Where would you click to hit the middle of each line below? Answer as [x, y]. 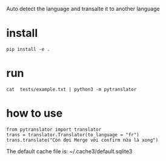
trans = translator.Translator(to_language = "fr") [73, 135]
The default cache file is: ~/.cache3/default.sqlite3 [69, 151]
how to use [35, 113]
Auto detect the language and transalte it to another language [83, 9]
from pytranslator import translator [54, 130]
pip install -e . [28, 49]
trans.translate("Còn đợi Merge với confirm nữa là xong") [82, 140]
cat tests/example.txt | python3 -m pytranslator [71, 89]
